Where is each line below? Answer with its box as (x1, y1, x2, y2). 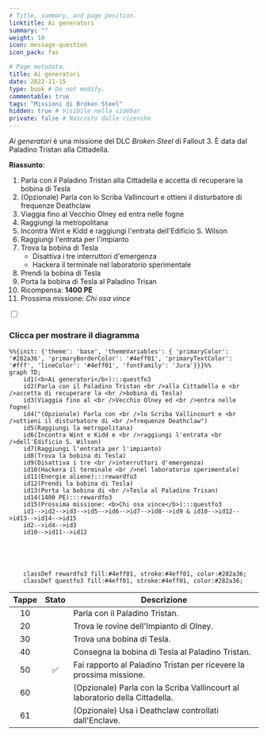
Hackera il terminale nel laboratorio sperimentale (32, 260, 192, 269)
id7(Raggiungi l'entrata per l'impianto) (23, 445, 162, 453)
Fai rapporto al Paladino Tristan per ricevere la (73, 660, 245, 671)
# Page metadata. (9, 63, 67, 71)
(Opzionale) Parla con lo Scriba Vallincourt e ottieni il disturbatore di (20, 192, 242, 202)
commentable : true (9, 92, 70, 100)
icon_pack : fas (9, 48, 59, 56)
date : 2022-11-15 (9, 77, 67, 86)
